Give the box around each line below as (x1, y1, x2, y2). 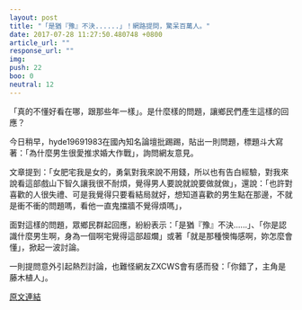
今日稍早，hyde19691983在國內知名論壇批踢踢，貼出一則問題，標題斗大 (9, 136, 276, 146)
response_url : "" (9, 47, 75, 56)
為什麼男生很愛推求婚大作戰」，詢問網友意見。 (28, 147, 199, 158)
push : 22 (9, 64, 42, 73)
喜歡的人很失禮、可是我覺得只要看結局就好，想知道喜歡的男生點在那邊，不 (9, 189, 285, 199)
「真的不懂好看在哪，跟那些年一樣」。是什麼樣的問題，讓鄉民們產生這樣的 (9, 105, 281, 117)
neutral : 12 (9, 80, 54, 89)
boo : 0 (9, 72, 34, 81)
